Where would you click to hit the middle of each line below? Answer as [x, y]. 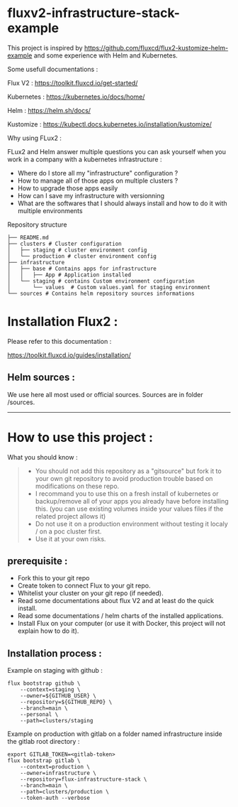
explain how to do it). [48, 631]
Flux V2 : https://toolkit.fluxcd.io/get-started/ [73, 82]
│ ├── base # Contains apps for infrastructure [82, 269]
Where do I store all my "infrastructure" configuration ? [98, 173]
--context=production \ [55, 767]
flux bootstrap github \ [44, 683]
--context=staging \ [50, 690]
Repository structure [37, 224]
